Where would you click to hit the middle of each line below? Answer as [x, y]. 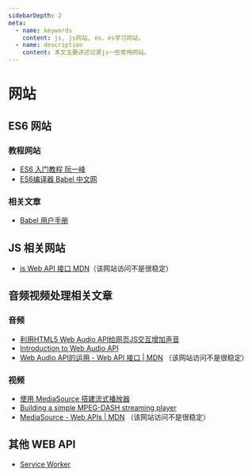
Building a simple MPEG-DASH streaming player [98, 407]
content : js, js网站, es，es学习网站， [84, 38]
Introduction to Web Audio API [69, 348]
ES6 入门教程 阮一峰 [52, 169]
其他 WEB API [42, 445]
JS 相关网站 [37, 248]
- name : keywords [44, 30]
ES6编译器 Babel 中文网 [58, 178]
